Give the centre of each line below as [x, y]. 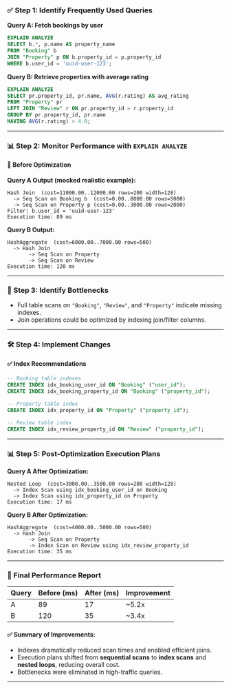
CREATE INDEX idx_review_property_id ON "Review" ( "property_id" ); [106, 429]
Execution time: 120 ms [41, 267]
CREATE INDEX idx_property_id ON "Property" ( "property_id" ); [98, 410]
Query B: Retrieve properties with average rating [78, 76]
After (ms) [102, 593]
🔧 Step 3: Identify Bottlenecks [58, 290]
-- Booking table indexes [44, 379]
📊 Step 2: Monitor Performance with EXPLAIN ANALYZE [97, 145]
